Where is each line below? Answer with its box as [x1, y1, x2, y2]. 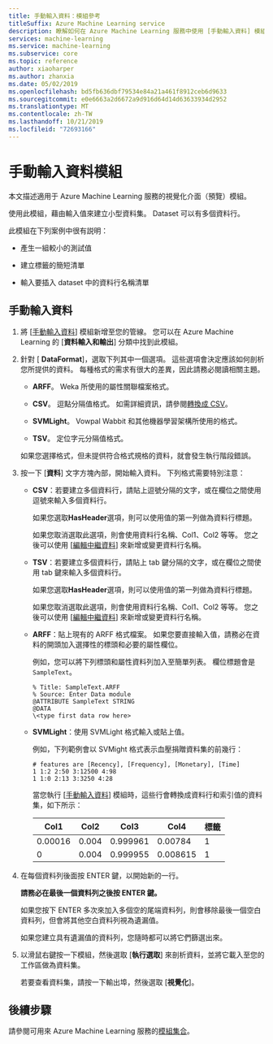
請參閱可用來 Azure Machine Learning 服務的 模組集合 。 [8, 1026, 195, 1036]
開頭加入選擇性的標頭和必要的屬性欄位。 [46, 639, 183, 649]
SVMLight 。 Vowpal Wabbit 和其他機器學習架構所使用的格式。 [32, 416, 242, 426]
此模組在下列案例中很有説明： [8, 225, 108, 236]
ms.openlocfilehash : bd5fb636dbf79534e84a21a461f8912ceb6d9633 [8, 87, 227, 96]
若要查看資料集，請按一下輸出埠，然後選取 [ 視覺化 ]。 [19, 977, 199, 987]
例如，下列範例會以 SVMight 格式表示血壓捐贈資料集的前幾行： [32, 744, 244, 754]
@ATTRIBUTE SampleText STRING [32, 697, 136, 705]
